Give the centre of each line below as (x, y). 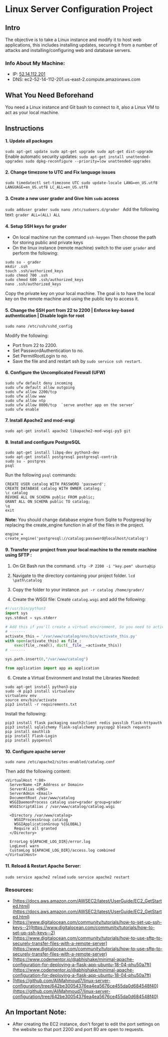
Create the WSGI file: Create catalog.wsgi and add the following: (79, 599)
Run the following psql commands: (41, 475)
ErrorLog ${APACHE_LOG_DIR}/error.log (50, 842)
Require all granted (35, 828)
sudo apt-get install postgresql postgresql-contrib (61, 457)
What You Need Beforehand (49, 95)
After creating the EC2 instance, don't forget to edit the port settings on (86, 1024)
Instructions (24, 128)
